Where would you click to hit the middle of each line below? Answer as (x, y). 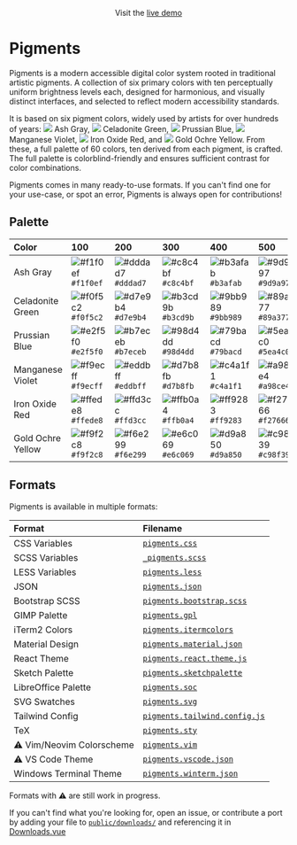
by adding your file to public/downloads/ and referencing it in (120, 822)
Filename (163, 528)
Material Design (46, 644)
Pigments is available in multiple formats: (84, 506)
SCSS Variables (46, 557)
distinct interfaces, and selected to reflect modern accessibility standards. (145, 101)
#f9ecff (87, 386)
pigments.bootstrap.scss (195, 601)
